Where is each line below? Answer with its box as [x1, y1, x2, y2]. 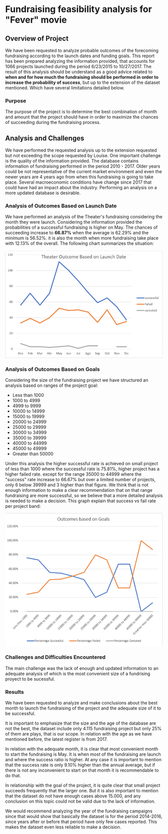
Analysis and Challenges [5, 134, 84, 143]
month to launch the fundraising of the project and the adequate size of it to [5, 705, 161, 711]
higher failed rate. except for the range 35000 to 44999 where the [5, 471, 142, 477]
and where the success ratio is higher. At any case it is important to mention [5, 756, 161, 762]
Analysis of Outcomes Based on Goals [5, 365, 100, 372]
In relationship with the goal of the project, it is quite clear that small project [5, 782, 160, 788]
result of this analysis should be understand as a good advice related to [5, 69, 152, 75]
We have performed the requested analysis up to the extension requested [5, 147, 157, 154]
